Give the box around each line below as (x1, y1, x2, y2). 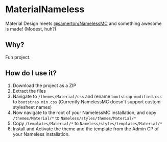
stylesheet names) (12, 104, 52, 110)
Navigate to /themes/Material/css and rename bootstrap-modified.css (12, 93, 162, 99)
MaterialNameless (5, 4, 85, 15)
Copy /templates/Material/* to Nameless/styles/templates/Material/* (12, 120, 162, 126)
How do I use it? (5, 69, 57, 77)
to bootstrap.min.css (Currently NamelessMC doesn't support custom (12, 98, 161, 105)
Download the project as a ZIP (12, 82, 77, 89)
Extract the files (12, 88, 46, 94)
